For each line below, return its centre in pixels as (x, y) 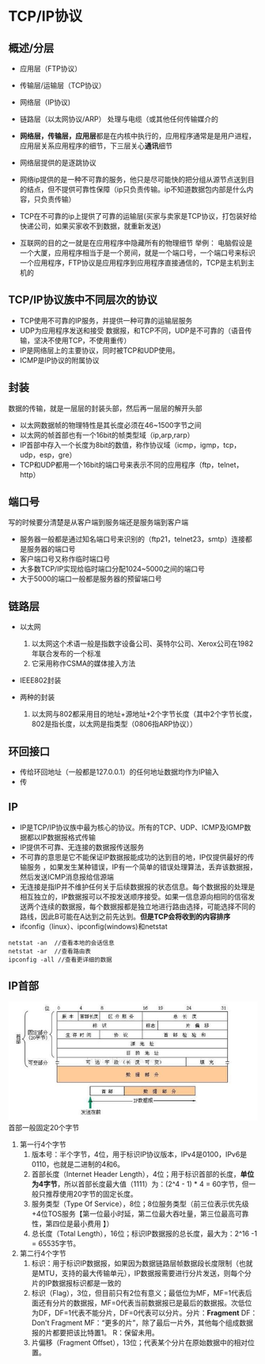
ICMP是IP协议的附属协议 (60, 360)
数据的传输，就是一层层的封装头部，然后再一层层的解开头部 (105, 408)
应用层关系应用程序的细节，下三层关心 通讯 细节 (96, 146)
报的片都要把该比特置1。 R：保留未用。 (95, 1332)
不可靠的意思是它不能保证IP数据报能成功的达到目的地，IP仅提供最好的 (133, 857)
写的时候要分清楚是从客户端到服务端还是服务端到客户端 (98, 522)
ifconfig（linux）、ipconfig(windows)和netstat (93, 926)
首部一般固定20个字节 (44, 1127)
